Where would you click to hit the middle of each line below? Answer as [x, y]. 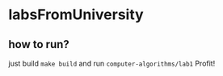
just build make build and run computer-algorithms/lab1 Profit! [112, 63]
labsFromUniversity [76, 15]
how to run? [39, 44]
